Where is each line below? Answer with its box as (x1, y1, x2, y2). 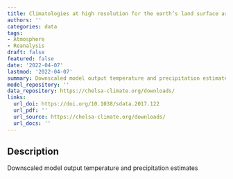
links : (7, 94, 26, 101)
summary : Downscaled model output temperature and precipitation (7, 74, 200, 82)
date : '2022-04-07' (7, 62, 64, 69)
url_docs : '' (13, 119, 51, 127)
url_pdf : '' (13, 107, 49, 114)
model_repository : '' (7, 81, 70, 88)
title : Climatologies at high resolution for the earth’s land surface (7, 10, 218, 17)
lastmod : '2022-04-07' (7, 68, 73, 75)
